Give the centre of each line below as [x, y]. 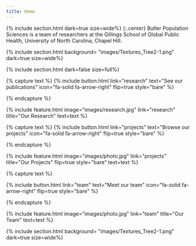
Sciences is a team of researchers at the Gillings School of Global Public [93, 34]
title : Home [20, 11]
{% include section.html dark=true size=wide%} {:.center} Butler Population [97, 28]
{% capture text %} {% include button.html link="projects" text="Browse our [98, 127]
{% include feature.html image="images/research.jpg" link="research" [91, 109]
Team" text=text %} [30, 220]
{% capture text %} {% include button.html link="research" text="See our [94, 81]
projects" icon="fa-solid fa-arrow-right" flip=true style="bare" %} [85, 133]
